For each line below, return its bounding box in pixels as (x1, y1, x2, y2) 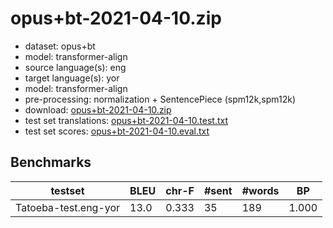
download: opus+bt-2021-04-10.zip (24, 103, 172, 116)
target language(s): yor (24, 72, 120, 84)
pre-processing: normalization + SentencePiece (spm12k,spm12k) (24, 93, 297, 105)
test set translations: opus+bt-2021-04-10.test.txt (24, 114, 229, 126)
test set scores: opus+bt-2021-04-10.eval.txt (24, 125, 210, 137)
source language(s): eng (24, 61, 127, 73)
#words (241, 183, 280, 197)
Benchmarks (10, 154, 92, 171)
